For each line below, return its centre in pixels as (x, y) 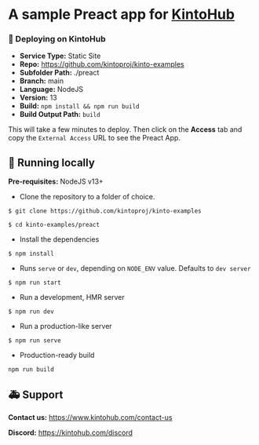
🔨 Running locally (52, 162)
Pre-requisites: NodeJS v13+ (56, 181)
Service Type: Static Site (60, 56)
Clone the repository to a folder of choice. (87, 197)
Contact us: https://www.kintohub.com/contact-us (90, 418)
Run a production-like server (66, 326)
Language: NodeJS (51, 89)
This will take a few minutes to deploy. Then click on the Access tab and (125, 129)
